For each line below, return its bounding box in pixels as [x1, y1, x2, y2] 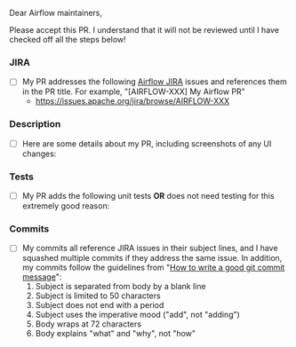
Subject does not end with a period [35, 300, 164, 311]
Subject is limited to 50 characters [35, 290, 162, 301]
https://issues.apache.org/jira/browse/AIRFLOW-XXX [35, 96, 230, 106]
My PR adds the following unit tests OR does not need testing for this [21, 191, 275, 201]
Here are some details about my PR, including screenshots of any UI [21, 138, 272, 149]
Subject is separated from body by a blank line [35, 281, 206, 292]
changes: [21, 148, 57, 159]
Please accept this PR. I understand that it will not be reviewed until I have [9, 25, 280, 35]
